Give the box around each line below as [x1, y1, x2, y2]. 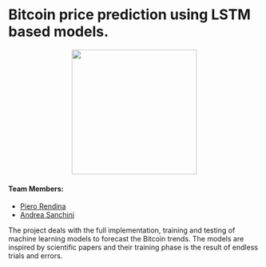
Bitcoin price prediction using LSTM [8, 6, 251, 24]
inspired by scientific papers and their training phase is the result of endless [8, 242, 258, 253]
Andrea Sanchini [19, 210, 74, 220]
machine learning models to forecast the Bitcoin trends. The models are [8, 234, 244, 244]
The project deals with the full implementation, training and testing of [8, 225, 236, 235]
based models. [8, 22, 109, 41]
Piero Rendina [19, 201, 66, 211]
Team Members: [8, 184, 64, 193]
